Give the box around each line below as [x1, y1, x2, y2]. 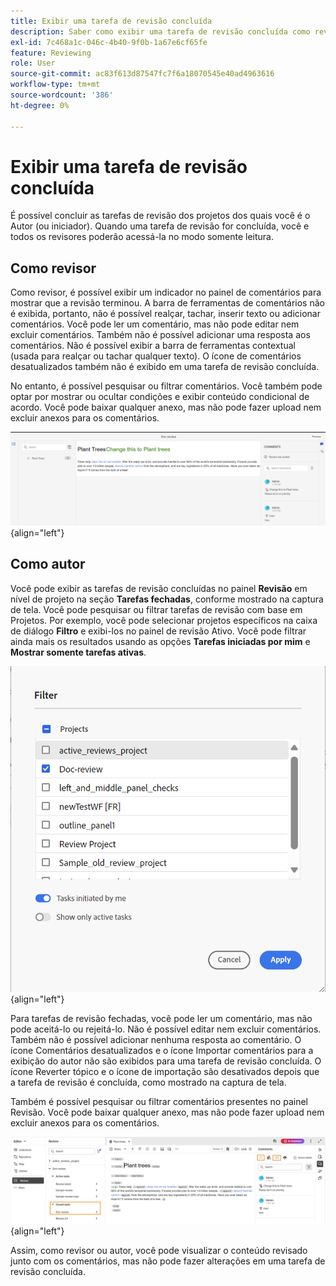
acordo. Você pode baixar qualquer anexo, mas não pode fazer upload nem [10, 401, 322, 414]
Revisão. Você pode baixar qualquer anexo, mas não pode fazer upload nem [10, 1106, 325, 1118]
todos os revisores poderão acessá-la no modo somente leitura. [10, 231, 274, 243]
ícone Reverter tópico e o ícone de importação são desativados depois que [10, 1065, 320, 1077]
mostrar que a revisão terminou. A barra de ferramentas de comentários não [10, 297, 325, 309]
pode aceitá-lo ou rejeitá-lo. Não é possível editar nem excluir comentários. [10, 1023, 322, 1035]
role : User [10, 58, 56, 69]
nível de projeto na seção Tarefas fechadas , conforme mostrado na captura [10, 593, 324, 605]
